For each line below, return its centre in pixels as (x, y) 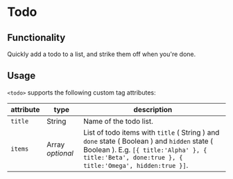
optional (60, 153)
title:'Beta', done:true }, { (133, 157)
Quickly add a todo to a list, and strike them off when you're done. (102, 54)
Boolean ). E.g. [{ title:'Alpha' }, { (145, 149)
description (153, 109)
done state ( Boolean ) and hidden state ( (148, 141)
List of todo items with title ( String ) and (151, 132)
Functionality (36, 38)
